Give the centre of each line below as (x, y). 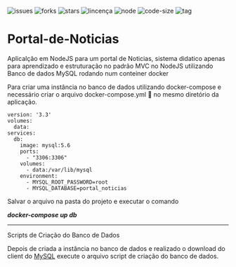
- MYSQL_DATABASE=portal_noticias (77, 188)
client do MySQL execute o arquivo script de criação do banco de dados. (113, 256)
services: (22, 133)
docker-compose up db (42, 214)
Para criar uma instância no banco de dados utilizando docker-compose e (114, 87)
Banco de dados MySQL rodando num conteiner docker (88, 73)
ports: (29, 151)
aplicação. (22, 102)
